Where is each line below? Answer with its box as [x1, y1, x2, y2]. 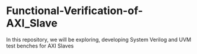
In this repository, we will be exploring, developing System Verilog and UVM [6, 36, 192, 43]
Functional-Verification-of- [6, 4, 144, 18]
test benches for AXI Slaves [6, 42, 74, 49]
